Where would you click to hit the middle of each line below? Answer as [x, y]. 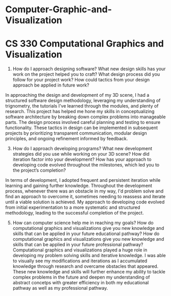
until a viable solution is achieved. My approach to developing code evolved [85, 202]
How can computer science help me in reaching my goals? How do [83, 223]
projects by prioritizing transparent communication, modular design [76, 133]
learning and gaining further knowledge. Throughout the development [79, 186]
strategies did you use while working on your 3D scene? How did [81, 154]
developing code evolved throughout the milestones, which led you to [86, 165]
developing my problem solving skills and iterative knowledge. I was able [89, 256]
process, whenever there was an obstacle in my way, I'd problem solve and [84, 191]
